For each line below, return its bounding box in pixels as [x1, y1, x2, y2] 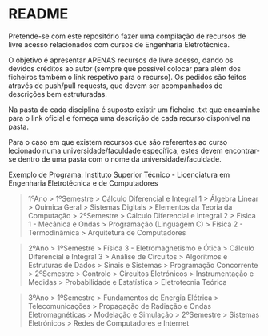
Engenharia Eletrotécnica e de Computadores [8, 178, 158, 188]
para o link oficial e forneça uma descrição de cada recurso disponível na [8, 113, 250, 122]
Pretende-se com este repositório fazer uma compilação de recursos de [8, 31, 246, 41]
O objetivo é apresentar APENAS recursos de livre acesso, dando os [8, 55, 234, 65]
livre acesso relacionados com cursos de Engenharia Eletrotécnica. [8, 39, 230, 49]
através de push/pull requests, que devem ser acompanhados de [8, 81, 223, 90]
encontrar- [224, 146, 260, 155]
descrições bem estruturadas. [8, 89, 108, 98]
